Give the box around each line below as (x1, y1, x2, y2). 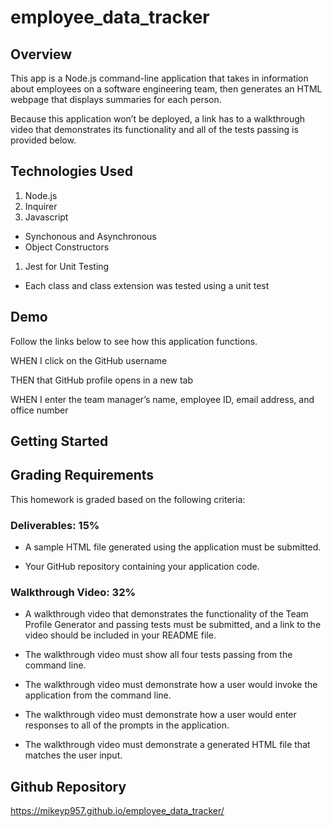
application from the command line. (24, 689, 172, 701)
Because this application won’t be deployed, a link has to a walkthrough (10, 113, 306, 125)
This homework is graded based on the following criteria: (10, 493, 246, 505)
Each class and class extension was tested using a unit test (24, 279, 270, 291)
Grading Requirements (10, 467, 155, 484)
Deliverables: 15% (10, 518, 100, 532)
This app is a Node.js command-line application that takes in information (10, 72, 309, 84)
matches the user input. (24, 749, 123, 761)
